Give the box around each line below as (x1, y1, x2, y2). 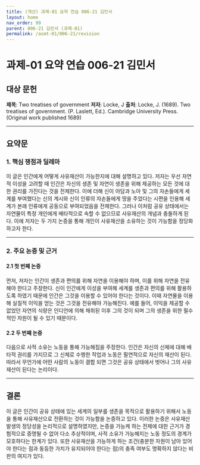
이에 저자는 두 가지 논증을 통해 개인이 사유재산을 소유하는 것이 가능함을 (14, 217, 177, 224)
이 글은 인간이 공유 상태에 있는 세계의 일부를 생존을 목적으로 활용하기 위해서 (6, 407, 181, 415)
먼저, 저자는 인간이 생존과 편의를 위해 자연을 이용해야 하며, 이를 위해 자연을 (6, 277, 179, 284)
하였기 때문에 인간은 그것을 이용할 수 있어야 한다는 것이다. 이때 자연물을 (17, 292, 183, 299)
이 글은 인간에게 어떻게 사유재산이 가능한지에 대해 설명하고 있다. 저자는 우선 (6, 173, 181, 180)
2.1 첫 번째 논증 (6, 263, 41, 270)
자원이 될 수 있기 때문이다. (17, 314, 78, 321)
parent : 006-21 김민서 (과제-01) (6, 25, 83, 32)
